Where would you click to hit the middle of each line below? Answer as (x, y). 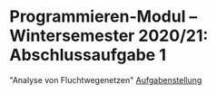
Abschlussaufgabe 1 (88, 55)
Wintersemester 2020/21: (109, 36)
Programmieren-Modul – (103, 17)
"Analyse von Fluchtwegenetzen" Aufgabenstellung (106, 80)
